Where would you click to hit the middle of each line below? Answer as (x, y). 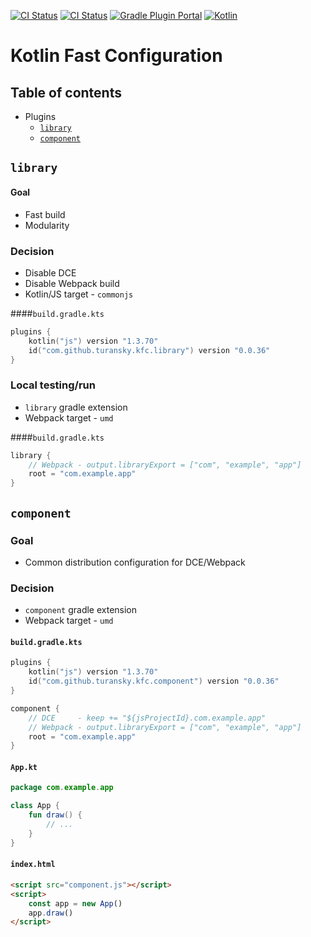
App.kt (24, 767)
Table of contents (66, 92)
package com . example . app (62, 788)
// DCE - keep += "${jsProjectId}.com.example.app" (147, 718)
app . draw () (51, 913)
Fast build (45, 214)
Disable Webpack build (72, 283)
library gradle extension (76, 407)
